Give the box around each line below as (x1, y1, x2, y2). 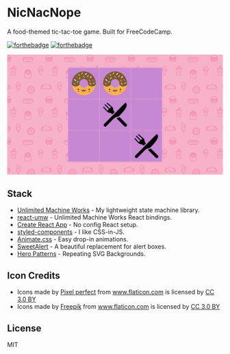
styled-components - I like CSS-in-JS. (16, 228, 125, 236)
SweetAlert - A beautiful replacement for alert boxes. (16, 242, 166, 251)
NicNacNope (7, 5, 81, 21)
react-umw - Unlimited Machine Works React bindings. (16, 213, 172, 222)
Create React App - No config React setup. (16, 221, 138, 229)
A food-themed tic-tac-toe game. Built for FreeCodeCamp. (7, 27, 173, 36)
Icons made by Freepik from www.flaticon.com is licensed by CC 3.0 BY (16, 303, 220, 311)
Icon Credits (7, 270, 60, 281)
